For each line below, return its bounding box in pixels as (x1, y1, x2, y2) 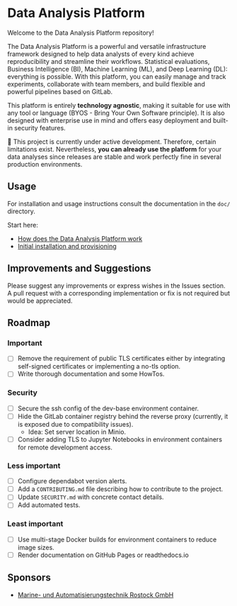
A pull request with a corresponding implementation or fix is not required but (7, 288, 230, 297)
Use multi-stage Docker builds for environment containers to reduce (17, 535, 217, 544)
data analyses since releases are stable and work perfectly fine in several (7, 152, 221, 161)
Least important (7, 519, 64, 529)
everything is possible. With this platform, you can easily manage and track (7, 72, 226, 81)
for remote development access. (17, 443, 113, 451)
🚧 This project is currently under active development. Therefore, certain (7, 137, 216, 146)
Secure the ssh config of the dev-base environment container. (17, 404, 200, 413)
